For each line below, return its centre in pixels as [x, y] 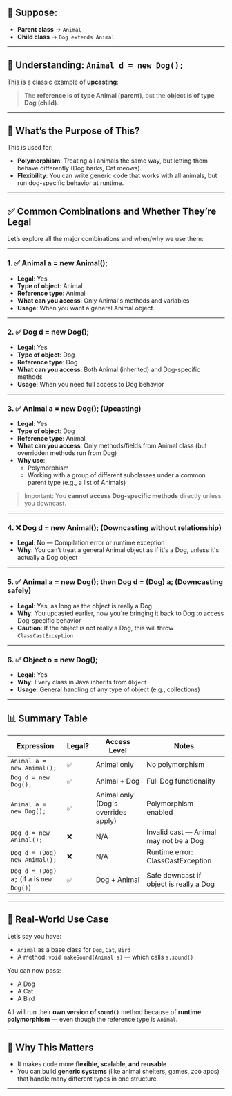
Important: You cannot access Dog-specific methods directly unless [123, 496]
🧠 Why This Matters [50, 1048]
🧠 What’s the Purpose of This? [74, 131]
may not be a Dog [175, 840]
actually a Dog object [47, 558]
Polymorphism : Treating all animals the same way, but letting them [113, 161]
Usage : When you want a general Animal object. [86, 308]
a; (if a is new [31, 878]
